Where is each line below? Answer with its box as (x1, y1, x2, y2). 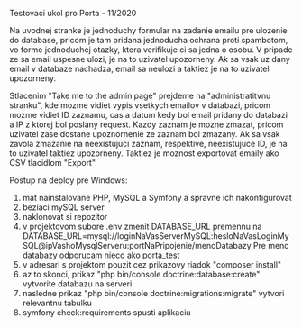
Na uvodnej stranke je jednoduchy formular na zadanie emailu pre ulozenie (9, 25, 288, 35)
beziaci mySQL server (22, 202, 105, 213)
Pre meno (252, 241, 289, 250)
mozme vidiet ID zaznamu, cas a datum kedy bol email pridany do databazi (9, 110, 288, 120)
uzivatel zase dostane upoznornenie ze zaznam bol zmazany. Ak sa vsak (9, 129, 281, 139)
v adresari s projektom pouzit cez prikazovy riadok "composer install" (22, 259, 282, 269)
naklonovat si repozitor (22, 212, 108, 222)
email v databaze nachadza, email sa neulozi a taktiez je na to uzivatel (9, 63, 270, 74)
